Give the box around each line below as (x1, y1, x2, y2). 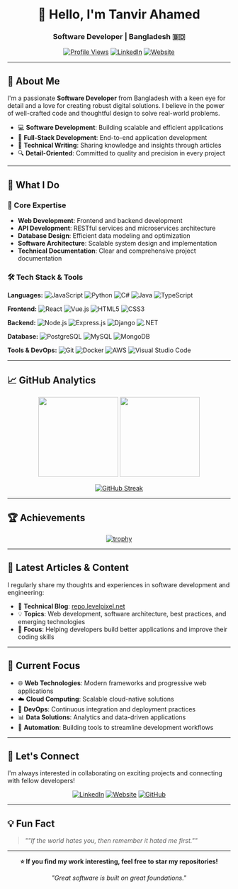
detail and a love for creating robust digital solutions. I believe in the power (7, 102, 225, 110)
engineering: (7, 588, 45, 596)
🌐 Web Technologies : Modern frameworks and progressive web (17, 678, 207, 687)
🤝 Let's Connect (7, 750, 79, 762)
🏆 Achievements (7, 512, 86, 524)
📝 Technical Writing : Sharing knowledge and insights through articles (17, 141, 222, 150)
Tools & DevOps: (7, 346, 57, 354)
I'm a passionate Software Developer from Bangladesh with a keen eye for (7, 94, 226, 102)
